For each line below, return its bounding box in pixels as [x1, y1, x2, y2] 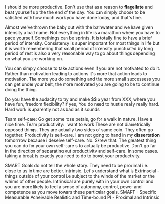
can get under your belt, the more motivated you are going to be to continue [5, 81, 160, 87]
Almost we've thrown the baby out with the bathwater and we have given [5, 24, 153, 30]
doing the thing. [5, 87, 37, 92]
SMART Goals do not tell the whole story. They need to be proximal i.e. [5, 163, 149, 168]
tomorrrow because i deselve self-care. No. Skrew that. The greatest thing [5, 137, 156, 143]
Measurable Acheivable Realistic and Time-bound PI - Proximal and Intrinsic [5, 194, 160, 200]
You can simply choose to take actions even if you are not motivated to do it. [5, 65, 161, 71]
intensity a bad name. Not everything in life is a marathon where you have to [5, 30, 160, 35]
